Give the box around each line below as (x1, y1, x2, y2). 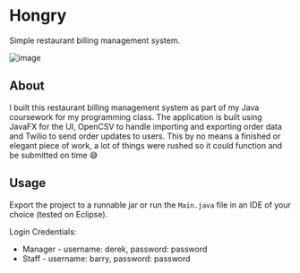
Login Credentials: (9, 226, 77, 237)
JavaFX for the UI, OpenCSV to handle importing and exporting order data (9, 121, 282, 132)
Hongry (9, 5, 67, 26)
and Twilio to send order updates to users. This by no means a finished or (9, 131, 281, 141)
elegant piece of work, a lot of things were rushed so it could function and (9, 140, 283, 150)
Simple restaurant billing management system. (9, 35, 181, 46)
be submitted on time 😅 (9, 149, 99, 160)
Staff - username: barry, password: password (21, 252, 191, 264)
